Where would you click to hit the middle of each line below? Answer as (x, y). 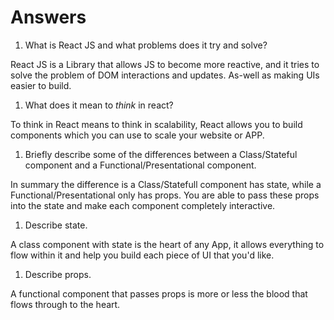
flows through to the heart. (65, 304)
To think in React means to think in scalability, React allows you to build (156, 124)
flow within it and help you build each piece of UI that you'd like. (142, 255)
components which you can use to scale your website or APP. (137, 135)
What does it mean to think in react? (99, 105)
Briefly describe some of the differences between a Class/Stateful (161, 154)
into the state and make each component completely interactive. (143, 205)
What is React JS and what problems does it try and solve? (146, 45)
